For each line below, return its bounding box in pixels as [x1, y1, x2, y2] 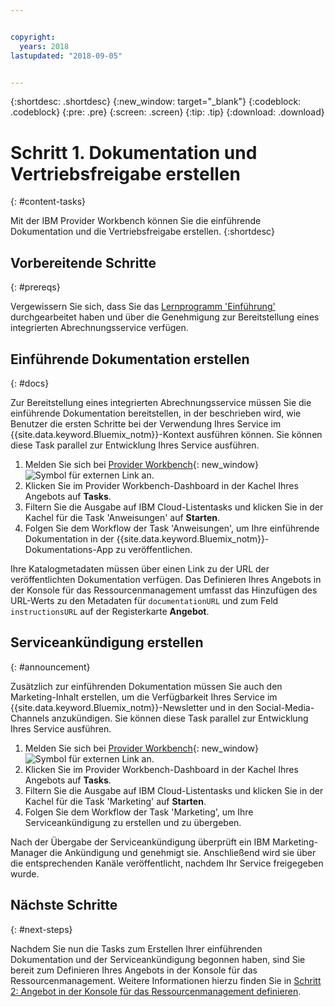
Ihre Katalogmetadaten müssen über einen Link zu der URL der [10, 562, 270, 575]
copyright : [10, 32, 56, 42]
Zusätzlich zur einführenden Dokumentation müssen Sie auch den [10, 680, 283, 692]
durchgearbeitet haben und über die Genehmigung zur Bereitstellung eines [10, 311, 320, 323]
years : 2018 [19, 41, 70, 51]
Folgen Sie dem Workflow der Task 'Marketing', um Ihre [24, 806, 254, 818]
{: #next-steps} [10, 923, 73, 935]
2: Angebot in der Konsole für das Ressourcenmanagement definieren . [10, 985, 302, 997]
